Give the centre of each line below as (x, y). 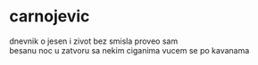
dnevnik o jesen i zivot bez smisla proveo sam (94, 41)
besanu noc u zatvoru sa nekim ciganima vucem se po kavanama (129, 50)
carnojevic (50, 16)
